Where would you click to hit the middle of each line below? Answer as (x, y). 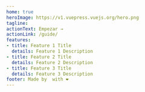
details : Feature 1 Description (53, 51)
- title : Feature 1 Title (39, 46)
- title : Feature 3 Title (39, 68)
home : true (20, 12)
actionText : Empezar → (35, 29)
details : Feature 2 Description (53, 62)
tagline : (17, 23)
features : (19, 40)
